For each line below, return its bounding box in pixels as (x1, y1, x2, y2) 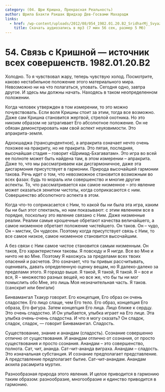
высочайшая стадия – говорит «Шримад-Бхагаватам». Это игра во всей (5, 150, 157, 156)
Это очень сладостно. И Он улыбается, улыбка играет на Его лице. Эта (5, 310, 155, 316)
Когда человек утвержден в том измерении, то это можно (5, 104, 128, 110)
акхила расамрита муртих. (5, 361, 62, 367)
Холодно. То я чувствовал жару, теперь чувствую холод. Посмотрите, (5, 73, 154, 79)
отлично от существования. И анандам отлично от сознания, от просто (5, 335, 155, 341)
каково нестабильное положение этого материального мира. (5, 79, 135, 85)
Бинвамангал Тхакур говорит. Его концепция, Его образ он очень (5, 294, 142, 300)
